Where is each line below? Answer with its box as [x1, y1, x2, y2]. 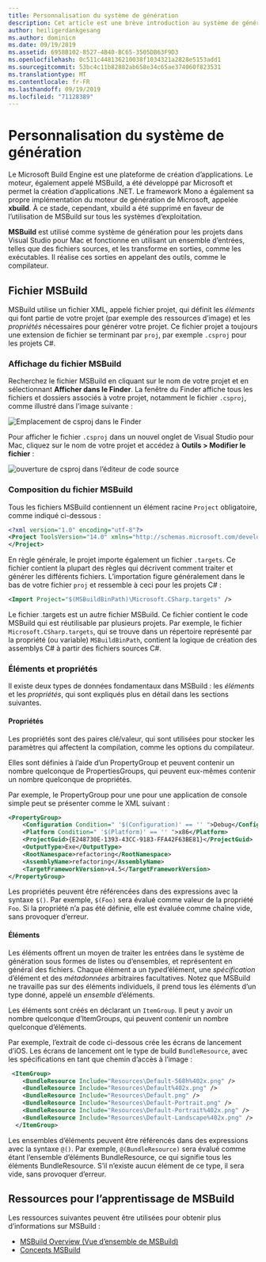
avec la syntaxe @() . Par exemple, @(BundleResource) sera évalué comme [8, 1144, 246, 1153]
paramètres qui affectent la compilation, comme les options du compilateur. [8, 742, 255, 752]
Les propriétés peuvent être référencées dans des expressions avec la [8, 886, 238, 896]
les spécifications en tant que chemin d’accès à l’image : [8, 1054, 192, 1064]
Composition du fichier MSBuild [8, 484, 133, 495]
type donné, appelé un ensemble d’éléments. [8, 989, 155, 999]
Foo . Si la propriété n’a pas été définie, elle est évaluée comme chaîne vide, [8, 904, 253, 913]
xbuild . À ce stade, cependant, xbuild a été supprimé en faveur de [8, 204, 224, 213]
